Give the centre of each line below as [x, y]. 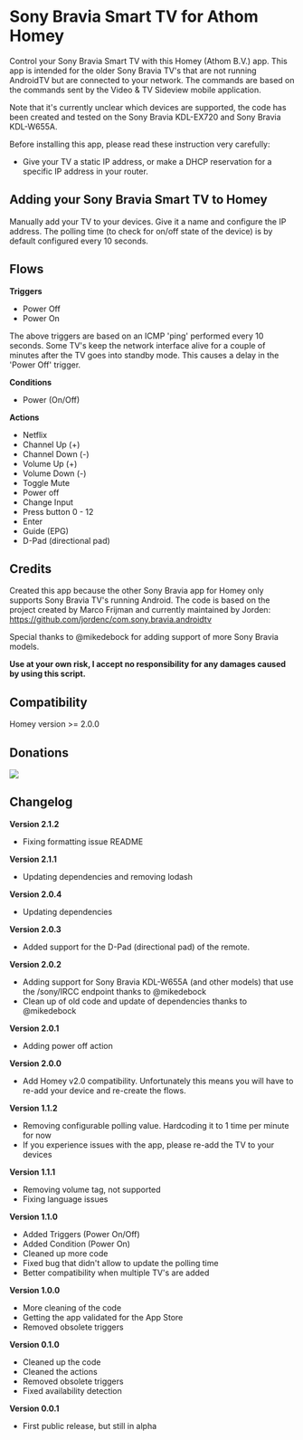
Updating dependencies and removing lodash [107, 876]
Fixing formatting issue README [83, 841]
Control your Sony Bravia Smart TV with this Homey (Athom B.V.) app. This [148, 61]
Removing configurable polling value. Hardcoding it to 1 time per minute [156, 1125]
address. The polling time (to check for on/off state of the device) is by [141, 231]
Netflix [35, 434]
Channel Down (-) [56, 453]
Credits [31, 569]
